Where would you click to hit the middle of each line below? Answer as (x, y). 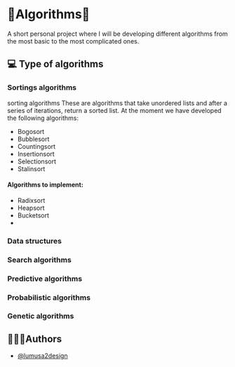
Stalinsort (31, 168)
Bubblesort (33, 139)
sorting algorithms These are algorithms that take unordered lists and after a (117, 103)
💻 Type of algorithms (55, 64)
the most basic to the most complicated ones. (73, 41)
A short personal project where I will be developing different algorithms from (117, 34)
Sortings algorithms (42, 88)
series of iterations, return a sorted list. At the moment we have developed (115, 110)
